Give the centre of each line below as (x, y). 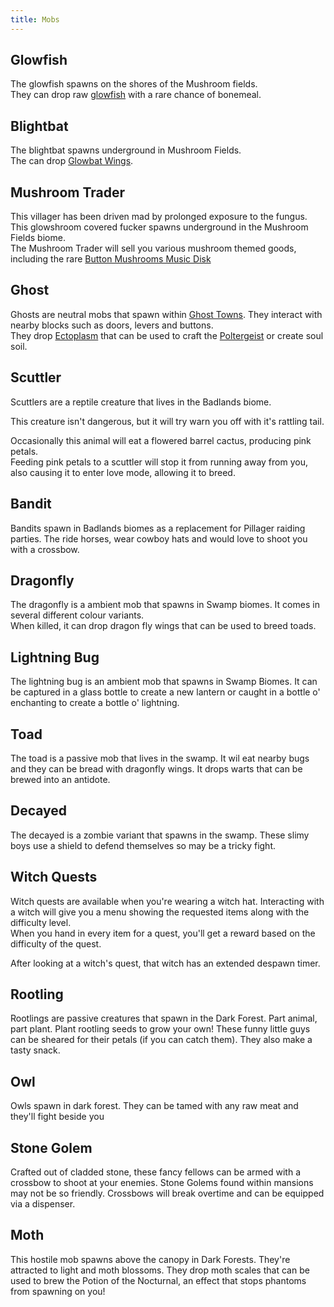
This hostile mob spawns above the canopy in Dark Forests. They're (150, 1259)
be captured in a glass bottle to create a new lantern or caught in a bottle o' (165, 692)
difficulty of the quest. (56, 943)
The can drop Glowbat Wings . (72, 161)
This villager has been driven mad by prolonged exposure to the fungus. (159, 217)
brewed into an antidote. (60, 779)
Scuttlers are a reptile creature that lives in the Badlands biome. (141, 402)
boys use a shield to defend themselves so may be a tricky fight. (143, 845)
